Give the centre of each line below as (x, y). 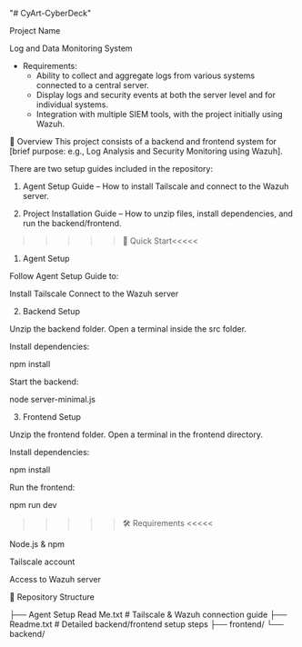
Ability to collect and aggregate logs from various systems (146, 75)
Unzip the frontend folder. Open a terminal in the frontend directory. (136, 434)
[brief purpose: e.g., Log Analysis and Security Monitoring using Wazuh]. (146, 151)
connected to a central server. (93, 85)
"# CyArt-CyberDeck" (50, 13)
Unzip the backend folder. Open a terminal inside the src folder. (128, 329)
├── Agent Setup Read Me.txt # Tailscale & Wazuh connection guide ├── (148, 614)
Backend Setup (51, 311)
